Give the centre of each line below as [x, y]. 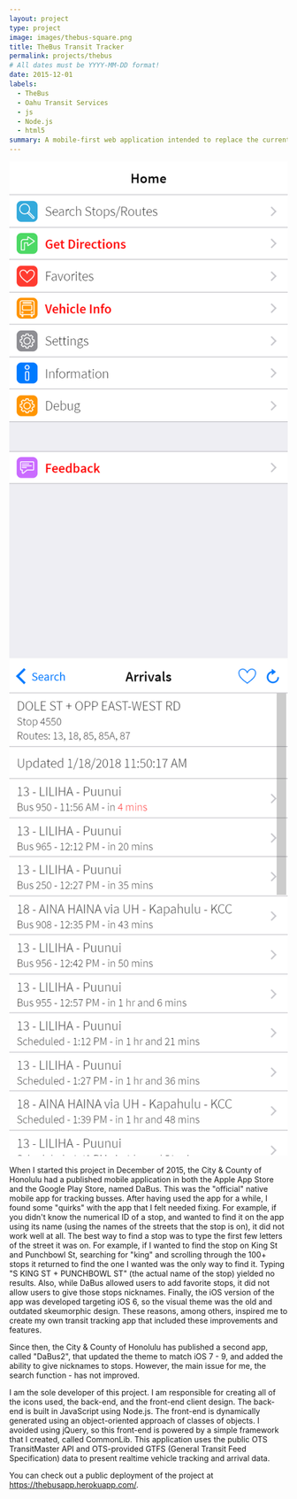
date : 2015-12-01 [41, 75]
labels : [23, 84]
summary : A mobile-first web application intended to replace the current [150, 140]
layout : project [39, 19]
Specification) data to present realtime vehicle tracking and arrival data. [140, 1458]
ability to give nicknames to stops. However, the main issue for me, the [138, 1366]
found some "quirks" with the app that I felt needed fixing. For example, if [143, 1208]
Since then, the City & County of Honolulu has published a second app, [138, 1347]
